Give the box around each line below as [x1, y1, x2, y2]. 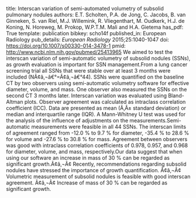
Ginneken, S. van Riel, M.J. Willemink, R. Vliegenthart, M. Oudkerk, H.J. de [6, 18, 185, 24]
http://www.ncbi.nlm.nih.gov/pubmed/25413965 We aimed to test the [6, 49, 173, 55]
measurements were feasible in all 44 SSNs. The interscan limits [31, 123, 186, 130]
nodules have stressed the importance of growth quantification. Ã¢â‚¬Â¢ [6, 167, 181, 173]
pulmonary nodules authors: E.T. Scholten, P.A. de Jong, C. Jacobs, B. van [6, 11, 186, 18]
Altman [6, 98, 23, 105]
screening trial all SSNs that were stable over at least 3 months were [6, 67, 171, 74]
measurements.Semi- [129, 117, 181, 124]
